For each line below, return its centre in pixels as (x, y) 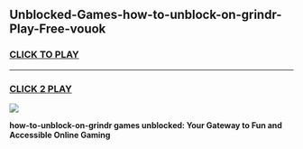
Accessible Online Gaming (60, 135)
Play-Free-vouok (58, 29)
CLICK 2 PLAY (41, 88)
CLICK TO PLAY (44, 55)
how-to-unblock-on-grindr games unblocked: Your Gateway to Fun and (146, 125)
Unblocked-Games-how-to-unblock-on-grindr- (146, 15)
